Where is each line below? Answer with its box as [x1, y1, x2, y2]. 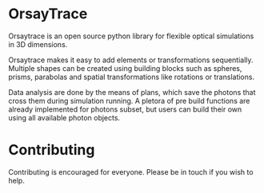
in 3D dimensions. [8, 39, 68, 49]
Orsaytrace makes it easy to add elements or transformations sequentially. [8, 55, 254, 65]
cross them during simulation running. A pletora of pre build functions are [8, 96, 250, 105]
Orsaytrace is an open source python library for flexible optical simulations [8, 31, 254, 41]
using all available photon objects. [8, 112, 121, 122]
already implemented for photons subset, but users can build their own [8, 104, 242, 114]
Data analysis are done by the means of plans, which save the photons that [8, 87, 256, 96]
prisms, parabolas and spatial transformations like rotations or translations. [8, 72, 254, 81]
